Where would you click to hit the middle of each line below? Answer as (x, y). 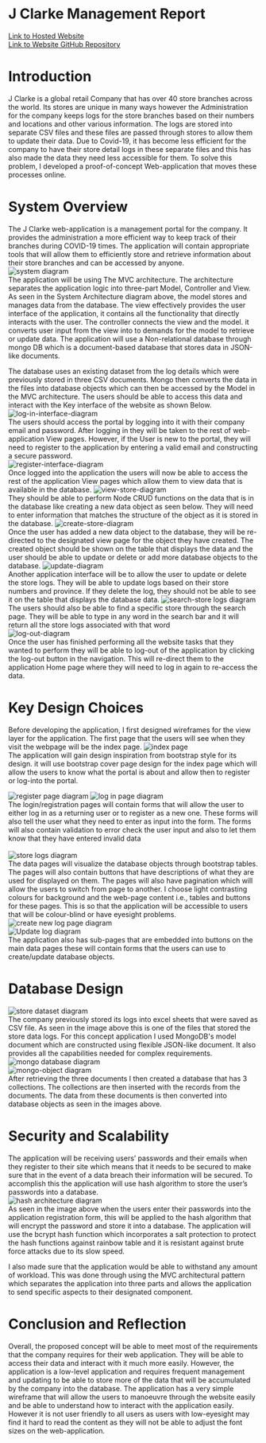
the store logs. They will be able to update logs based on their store (118, 583)
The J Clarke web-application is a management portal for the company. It (128, 228)
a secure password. (40, 455)
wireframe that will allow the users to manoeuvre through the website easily (132, 1397)
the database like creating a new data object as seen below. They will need (131, 506)
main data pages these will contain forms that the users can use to (117, 948)
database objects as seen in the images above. (85, 1104)
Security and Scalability (89, 1136)
